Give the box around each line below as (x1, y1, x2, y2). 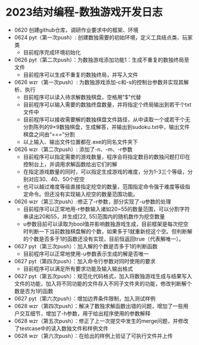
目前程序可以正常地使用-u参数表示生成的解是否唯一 (23, 250, 150, 257)
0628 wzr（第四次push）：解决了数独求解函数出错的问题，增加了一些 (14, 302, 184, 309)
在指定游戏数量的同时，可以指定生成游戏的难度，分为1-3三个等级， (23, 168, 188, 175)
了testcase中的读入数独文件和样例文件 (14, 325, 108, 332)
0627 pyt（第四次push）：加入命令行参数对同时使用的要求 (14, 257, 156, 264)
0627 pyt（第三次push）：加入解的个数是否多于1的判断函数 (14, 242, 158, 249)
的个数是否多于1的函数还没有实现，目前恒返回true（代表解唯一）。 (23, 235, 184, 242)
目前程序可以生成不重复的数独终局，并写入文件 (23, 71, 138, 78)
